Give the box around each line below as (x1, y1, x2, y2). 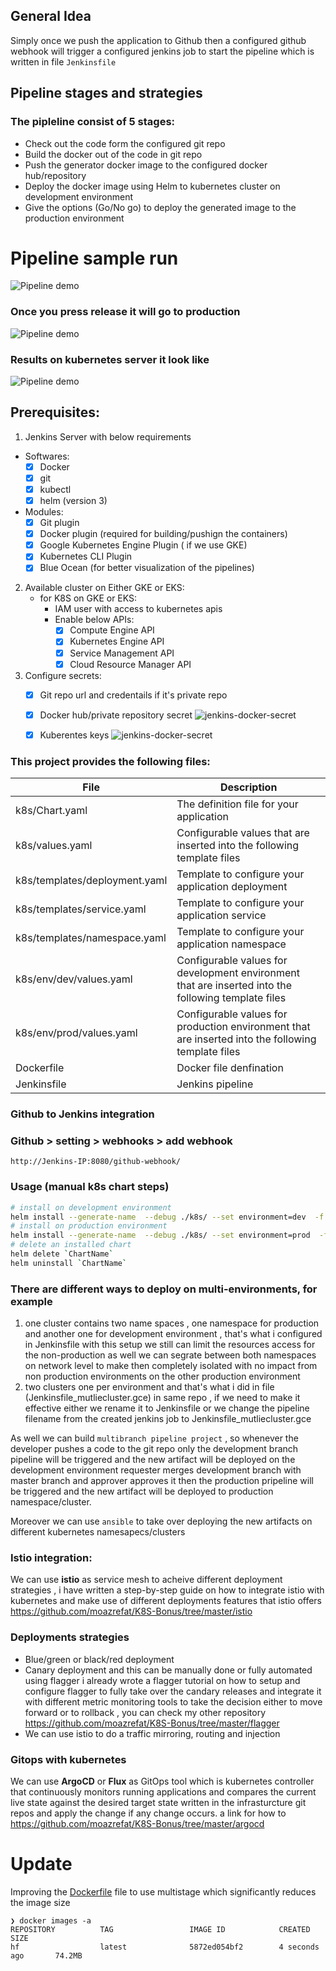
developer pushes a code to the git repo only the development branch (10, 1443, 299, 1455)
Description (219, 780, 278, 794)
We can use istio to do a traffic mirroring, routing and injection (24, 1727, 281, 1739)
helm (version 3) (39, 495, 108, 507)
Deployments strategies (10, 1630, 130, 1644)
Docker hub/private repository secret (39, 709, 193, 721)
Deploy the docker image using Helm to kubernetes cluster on (24, 180, 281, 192)
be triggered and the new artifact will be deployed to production (10, 1485, 274, 1498)
